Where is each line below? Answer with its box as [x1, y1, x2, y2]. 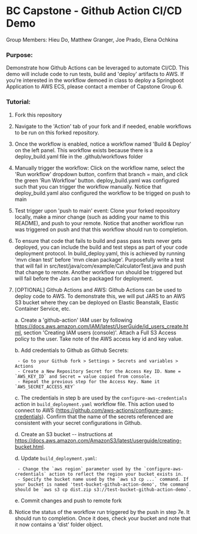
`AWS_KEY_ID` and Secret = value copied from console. [14, 373, 152, 380]
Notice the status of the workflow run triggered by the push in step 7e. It [14, 508, 190, 515]
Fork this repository [14, 111, 62, 118]
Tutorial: [6, 98, 31, 106]
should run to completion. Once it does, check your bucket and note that [14, 515, 191, 522]
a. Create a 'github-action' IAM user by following [14, 317, 133, 324]
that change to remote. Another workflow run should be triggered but [14, 268, 183, 275]
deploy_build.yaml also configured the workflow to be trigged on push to [14, 189, 191, 196]
